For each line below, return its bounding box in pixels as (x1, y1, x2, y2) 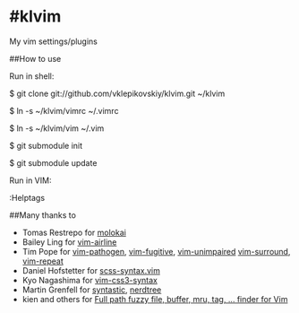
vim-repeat (21, 256, 64, 266)
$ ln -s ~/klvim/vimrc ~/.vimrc (9, 105, 119, 116)
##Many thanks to (9, 209, 76, 221)
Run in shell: (9, 70, 55, 82)
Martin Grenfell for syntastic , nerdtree (21, 284, 162, 295)
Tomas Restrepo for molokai (21, 227, 127, 238)
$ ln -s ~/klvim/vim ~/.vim (9, 123, 105, 134)
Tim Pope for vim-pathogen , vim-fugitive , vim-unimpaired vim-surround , (21, 246, 291, 256)
